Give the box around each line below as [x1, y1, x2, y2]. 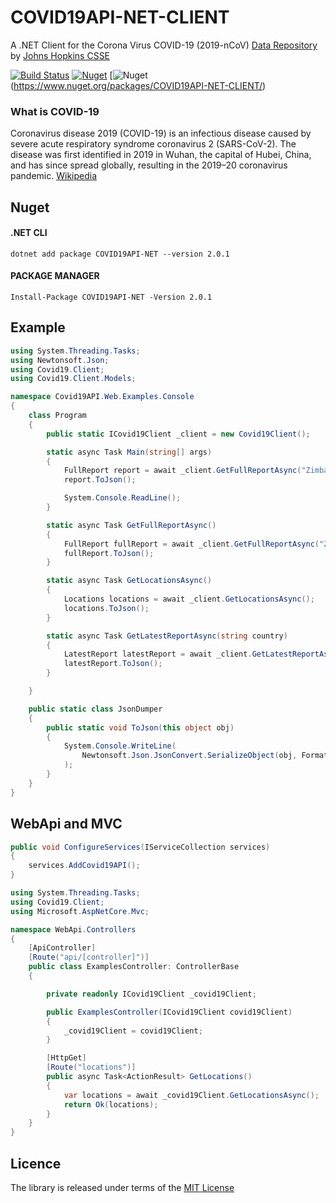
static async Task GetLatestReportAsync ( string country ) [46, 631, 288, 641]
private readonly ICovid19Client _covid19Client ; [46, 989, 257, 999]
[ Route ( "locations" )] [46, 1062, 137, 1073]
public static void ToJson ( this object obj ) [46, 722, 235, 733]
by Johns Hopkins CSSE [10, 49, 111, 61]
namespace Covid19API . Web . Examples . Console [10, 392, 195, 402]
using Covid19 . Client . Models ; [10, 374, 137, 384]
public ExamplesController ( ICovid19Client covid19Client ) [46, 1007, 293, 1017]
